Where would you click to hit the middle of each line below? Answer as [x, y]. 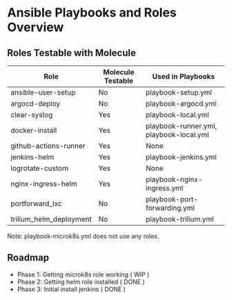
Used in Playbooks [184, 76]
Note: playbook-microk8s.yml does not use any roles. [83, 236]
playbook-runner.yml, [182, 126]
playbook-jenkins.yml [182, 157]
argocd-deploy [36, 103]
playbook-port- [172, 199]
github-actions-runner [48, 146]
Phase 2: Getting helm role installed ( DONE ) [81, 281]
